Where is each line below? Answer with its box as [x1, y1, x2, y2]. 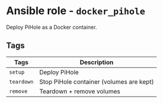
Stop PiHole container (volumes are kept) [39, 78, 154, 86]
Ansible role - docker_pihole [6, 4, 145, 18]
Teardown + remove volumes [39, 87, 120, 95]
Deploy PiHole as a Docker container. [6, 24, 97, 31]
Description [79, 58, 114, 66]
